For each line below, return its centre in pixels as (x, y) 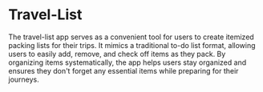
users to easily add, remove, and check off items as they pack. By (117, 54)
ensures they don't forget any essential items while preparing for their (123, 70)
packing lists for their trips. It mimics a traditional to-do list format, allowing (132, 45)
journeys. (24, 79)
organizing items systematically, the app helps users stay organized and (127, 62)
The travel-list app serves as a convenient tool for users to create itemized (131, 37)
